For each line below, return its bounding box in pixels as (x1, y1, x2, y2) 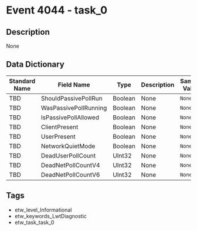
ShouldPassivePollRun (40, 94, 103, 102)
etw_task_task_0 (14, 219, 55, 226)
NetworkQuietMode (40, 142, 96, 150)
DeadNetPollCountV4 (40, 161, 100, 169)
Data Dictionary (6, 59, 64, 69)
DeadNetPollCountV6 (40, 170, 100, 179)
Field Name (57, 81, 90, 89)
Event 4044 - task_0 (6, 4, 107, 17)
